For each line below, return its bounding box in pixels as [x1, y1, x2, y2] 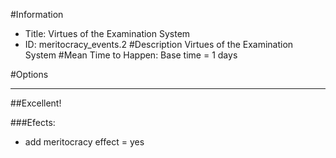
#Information [10, 9, 64, 20]
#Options [10, 69, 49, 80]
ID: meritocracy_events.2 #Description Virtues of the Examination [24, 39, 294, 50]
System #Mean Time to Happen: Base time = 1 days [24, 49, 238, 61]
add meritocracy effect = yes [24, 136, 145, 148]
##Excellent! [10, 97, 62, 109]
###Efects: [10, 117, 56, 128]
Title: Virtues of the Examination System [24, 28, 191, 39]
